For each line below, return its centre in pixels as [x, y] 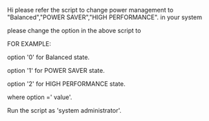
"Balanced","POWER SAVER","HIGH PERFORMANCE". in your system [104, 17]
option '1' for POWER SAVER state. [56, 70]
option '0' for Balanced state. [48, 57]
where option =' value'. [40, 97]
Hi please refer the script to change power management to [90, 10]
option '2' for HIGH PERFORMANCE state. [67, 84]
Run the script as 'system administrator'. [64, 110]
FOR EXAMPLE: [29, 44]
